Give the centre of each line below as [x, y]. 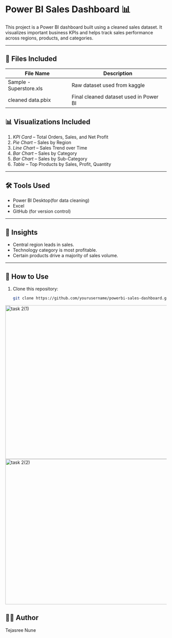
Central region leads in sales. [43, 245]
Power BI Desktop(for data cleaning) [51, 200]
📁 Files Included [31, 59]
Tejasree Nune [21, 630]
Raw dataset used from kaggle [108, 85]
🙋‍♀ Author [22, 618]
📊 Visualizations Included [48, 122]
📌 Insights [21, 232]
